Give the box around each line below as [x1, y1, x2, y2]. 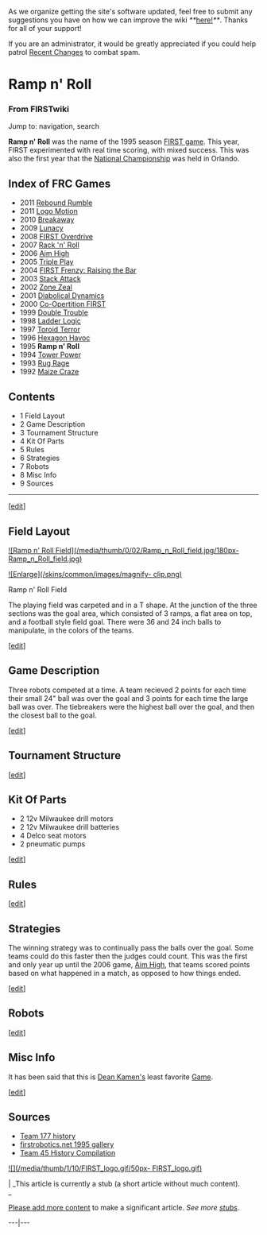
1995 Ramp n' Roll [19, 342, 79, 351]
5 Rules [19, 445, 45, 455]
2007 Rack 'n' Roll [19, 240, 79, 250]
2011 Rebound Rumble [19, 198, 93, 207]
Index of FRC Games [8, 176, 111, 190]
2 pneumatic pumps [19, 839, 86, 849]
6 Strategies [19, 453, 60, 463]
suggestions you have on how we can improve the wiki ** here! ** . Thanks [8, 15, 249, 25]
